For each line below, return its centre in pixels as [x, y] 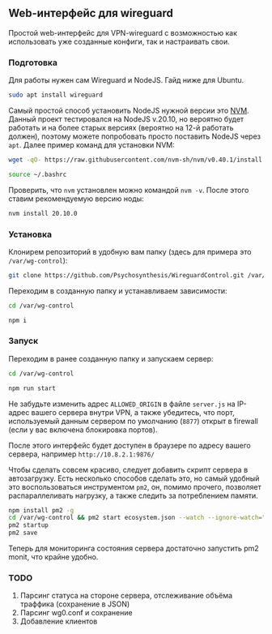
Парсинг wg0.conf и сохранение [76, 613]
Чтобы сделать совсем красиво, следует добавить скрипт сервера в [128, 469]
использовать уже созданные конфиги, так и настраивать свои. [119, 41]
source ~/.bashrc [38, 174]
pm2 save [23, 533]
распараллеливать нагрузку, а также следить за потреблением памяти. [134, 495]
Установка [30, 234]
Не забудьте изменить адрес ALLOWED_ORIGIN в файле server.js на [122, 404]
